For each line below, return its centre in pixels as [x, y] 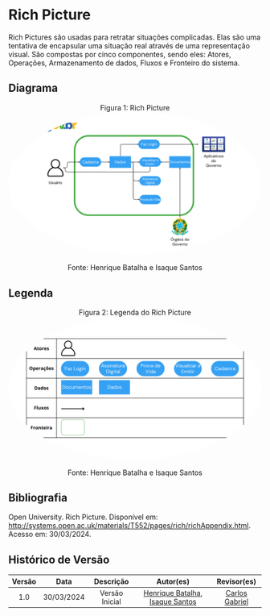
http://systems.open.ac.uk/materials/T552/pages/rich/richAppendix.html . [130, 526]
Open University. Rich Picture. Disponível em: [83, 517]
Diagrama [33, 88]
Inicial [112, 601]
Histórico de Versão [59, 559]
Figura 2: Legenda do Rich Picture [135, 313]
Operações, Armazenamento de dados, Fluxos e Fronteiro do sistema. [124, 63]
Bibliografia [38, 497]
